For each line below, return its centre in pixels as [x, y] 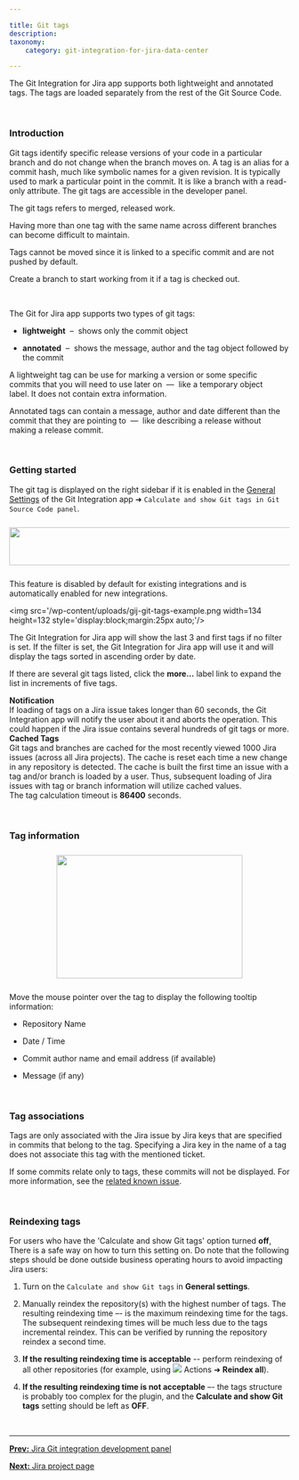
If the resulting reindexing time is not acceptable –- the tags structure [152, 1387]
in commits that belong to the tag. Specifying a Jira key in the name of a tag [148, 1145]
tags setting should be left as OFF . [85, 1406]
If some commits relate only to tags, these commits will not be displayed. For [149, 1172]
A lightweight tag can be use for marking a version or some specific [133, 375]
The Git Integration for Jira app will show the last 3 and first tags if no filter [145, 637]
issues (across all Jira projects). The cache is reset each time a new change [148, 757]
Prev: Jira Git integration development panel [90, 1449]
